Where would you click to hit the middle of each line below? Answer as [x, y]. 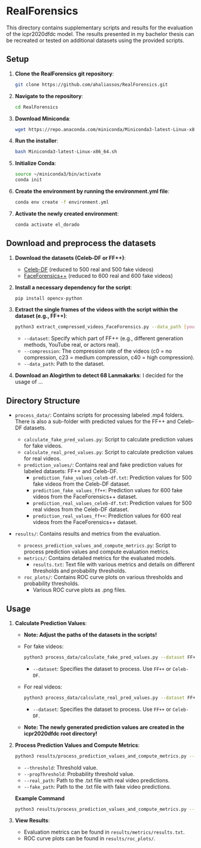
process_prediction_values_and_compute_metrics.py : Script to [100, 546]
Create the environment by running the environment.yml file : [92, 191]
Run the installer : [36, 141]
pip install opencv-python [48, 298]
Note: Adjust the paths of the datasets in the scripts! [90, 635]
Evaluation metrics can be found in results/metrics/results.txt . [104, 832]
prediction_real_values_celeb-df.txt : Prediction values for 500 [112, 503]
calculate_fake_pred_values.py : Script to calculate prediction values [108, 440]
